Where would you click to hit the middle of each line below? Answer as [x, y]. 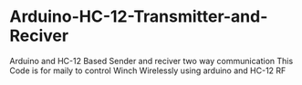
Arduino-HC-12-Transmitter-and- [139, 17]
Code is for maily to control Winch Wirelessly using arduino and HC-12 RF [148, 71]
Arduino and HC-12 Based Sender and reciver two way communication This [151, 61]
